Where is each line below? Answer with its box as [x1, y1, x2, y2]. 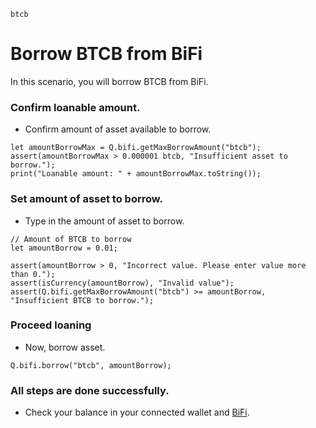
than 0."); [10, 269, 56, 279]
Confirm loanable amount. [10, 100, 141, 114]
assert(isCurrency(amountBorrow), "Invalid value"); [10, 278, 235, 288]
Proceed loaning [10, 318, 92, 332]
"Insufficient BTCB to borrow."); [10, 295, 155, 305]
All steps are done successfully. [10, 383, 170, 397]
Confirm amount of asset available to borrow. [24, 123, 212, 135]
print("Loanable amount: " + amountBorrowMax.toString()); [10, 169, 262, 179]
